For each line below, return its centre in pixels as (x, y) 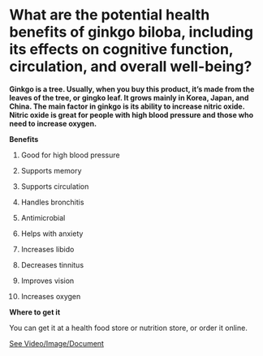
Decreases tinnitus (52, 264)
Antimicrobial (43, 217)
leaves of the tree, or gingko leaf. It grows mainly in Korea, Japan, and (129, 97)
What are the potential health (110, 15)
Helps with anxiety (52, 234)
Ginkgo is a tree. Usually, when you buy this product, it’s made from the (132, 89)
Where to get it (35, 312)
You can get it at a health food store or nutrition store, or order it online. (129, 328)
